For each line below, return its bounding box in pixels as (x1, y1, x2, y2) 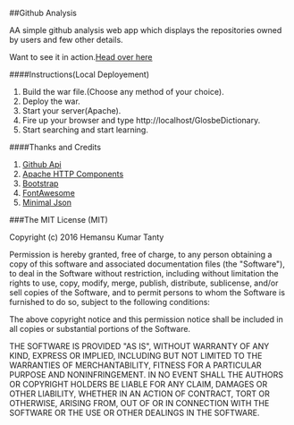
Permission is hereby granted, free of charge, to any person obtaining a (9, 250, 273, 259)
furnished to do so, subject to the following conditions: (9, 297, 210, 307)
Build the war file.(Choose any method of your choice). (21, 87, 225, 97)
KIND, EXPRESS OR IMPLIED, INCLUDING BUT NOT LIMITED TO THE (9, 351, 263, 361)
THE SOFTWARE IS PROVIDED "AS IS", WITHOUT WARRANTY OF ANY (9, 341, 270, 352)
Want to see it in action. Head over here (9, 52, 154, 62)
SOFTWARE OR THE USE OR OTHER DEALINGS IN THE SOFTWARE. (9, 407, 260, 418)
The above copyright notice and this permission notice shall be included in (9, 314, 283, 325)
